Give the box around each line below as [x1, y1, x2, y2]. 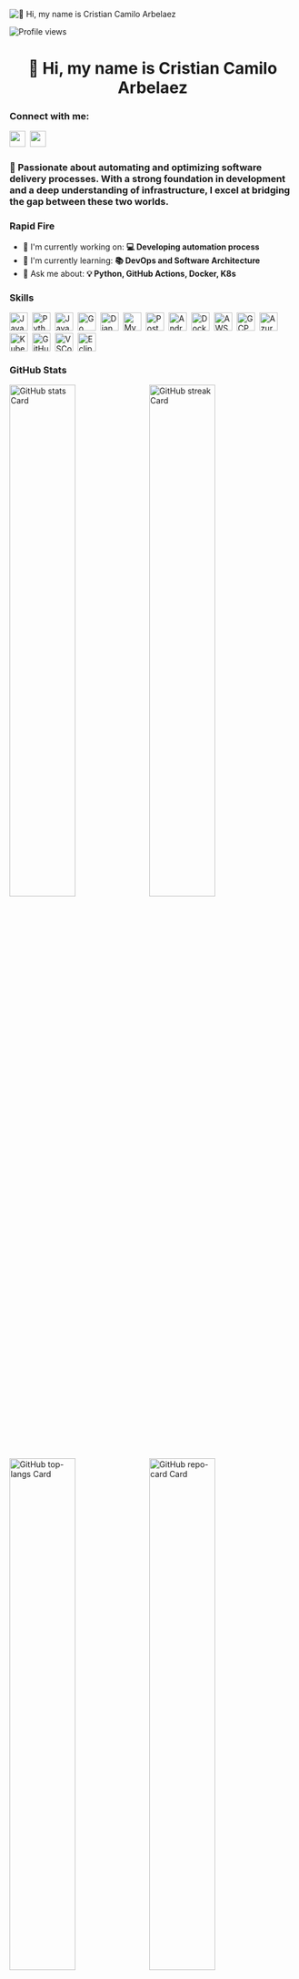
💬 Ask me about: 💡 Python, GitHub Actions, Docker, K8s [22, 268, 236, 279]
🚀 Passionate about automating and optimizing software [9, 161, 263, 174]
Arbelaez [117, 77, 188, 98]
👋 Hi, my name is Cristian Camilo [27, 58, 278, 79]
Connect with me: [9, 110, 90, 123]
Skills [9, 291, 35, 304]
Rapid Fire [9, 219, 55, 232]
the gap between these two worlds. [9, 196, 170, 209]
